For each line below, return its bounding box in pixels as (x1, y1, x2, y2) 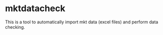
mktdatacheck (5, 3, 65, 14)
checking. (5, 24, 26, 30)
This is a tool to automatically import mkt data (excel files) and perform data (5, 19, 159, 25)
